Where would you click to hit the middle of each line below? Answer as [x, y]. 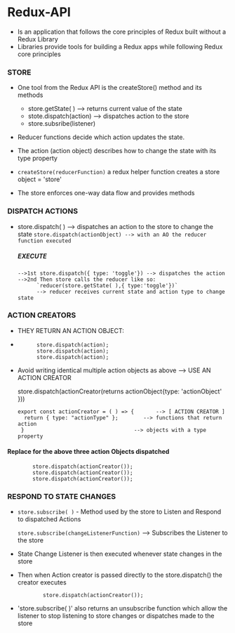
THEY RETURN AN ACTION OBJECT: [71, 330]
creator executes [42, 582]
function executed [44, 241]
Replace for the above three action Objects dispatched [88, 452]
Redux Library [38, 39]
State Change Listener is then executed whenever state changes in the [120, 554]
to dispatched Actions [49, 519]
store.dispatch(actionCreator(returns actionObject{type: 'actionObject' [120, 391]
